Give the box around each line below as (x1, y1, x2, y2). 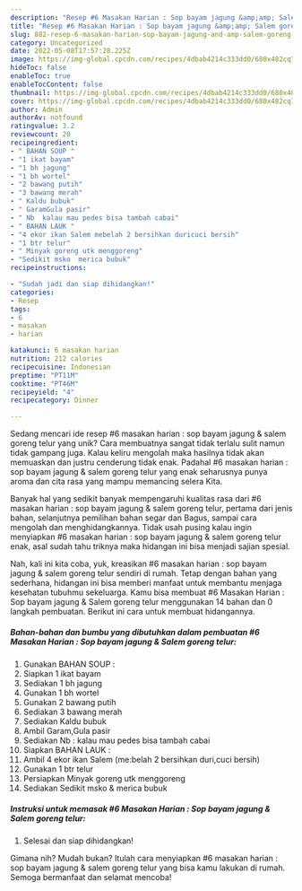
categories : (10, 288, 55, 297)
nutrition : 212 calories (10, 354, 103, 363)
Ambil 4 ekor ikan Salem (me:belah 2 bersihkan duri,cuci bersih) (22, 755, 261, 765)
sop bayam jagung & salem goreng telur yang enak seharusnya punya (10, 467, 268, 477)
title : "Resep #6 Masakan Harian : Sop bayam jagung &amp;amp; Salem (10, 22, 276, 31)
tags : (10, 304, 30, 314)
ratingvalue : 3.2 (10, 122, 75, 131)
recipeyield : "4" (10, 388, 75, 397)
